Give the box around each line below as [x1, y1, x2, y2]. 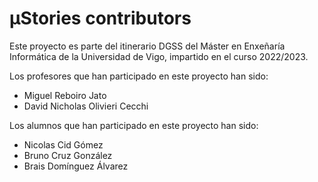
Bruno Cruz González [23, 149, 113, 161]
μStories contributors [9, 7, 192, 30]
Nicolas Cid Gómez [23, 138, 104, 151]
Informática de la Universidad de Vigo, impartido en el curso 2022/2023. [9, 50, 309, 62]
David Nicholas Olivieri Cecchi [23, 100, 149, 112]
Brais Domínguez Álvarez [23, 160, 129, 172]
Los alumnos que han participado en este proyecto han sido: [9, 119, 259, 131]
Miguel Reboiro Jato [23, 89, 107, 101]
